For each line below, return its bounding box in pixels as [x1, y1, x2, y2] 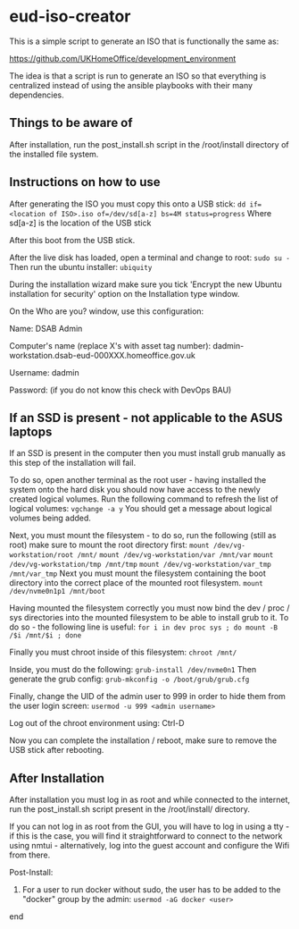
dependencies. [9, 89, 64, 100]
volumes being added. [9, 512, 92, 524]
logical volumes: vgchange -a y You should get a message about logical [9, 503, 272, 514]
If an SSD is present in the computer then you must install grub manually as [9, 448, 286, 459]
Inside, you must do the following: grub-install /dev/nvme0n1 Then [9, 664, 257, 675]
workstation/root [9, 551, 74, 560]
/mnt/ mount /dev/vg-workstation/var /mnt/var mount [77, 551, 274, 560]
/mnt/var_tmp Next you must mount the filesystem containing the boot [9, 568, 266, 579]
